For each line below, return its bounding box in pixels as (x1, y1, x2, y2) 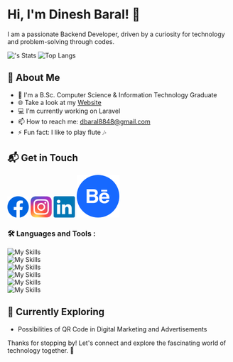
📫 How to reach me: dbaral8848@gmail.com (17, 117, 151, 126)
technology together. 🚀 (7, 346, 75, 354)
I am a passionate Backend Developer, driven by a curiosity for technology (7, 30, 225, 38)
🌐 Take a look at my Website (17, 98, 102, 106)
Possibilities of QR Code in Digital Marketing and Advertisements (17, 324, 207, 333)
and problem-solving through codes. (7, 37, 115, 45)
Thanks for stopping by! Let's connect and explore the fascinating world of (7, 339, 226, 347)
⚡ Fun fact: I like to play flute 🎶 (17, 128, 107, 136)
